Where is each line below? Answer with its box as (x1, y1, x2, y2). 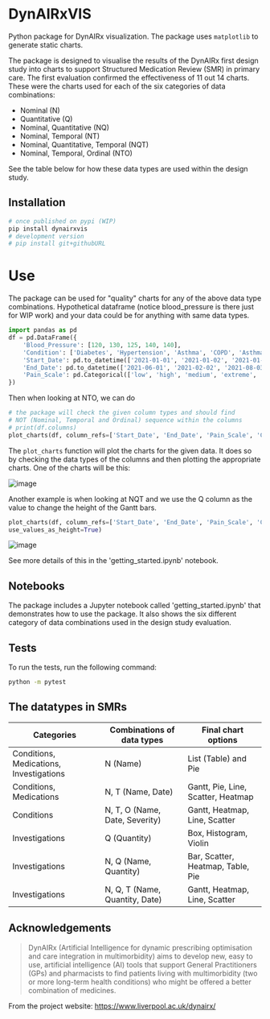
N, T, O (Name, (104, 804, 162, 815)
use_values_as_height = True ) (8, 525, 103, 534)
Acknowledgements (8, 922, 112, 935)
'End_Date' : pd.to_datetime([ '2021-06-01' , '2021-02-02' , (22, 363, 221, 371)
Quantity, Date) (104, 893, 162, 905)
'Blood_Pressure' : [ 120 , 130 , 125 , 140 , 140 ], (22, 341, 182, 349)
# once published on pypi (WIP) (8, 217, 117, 226)
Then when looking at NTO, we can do (8, 393, 135, 403)
